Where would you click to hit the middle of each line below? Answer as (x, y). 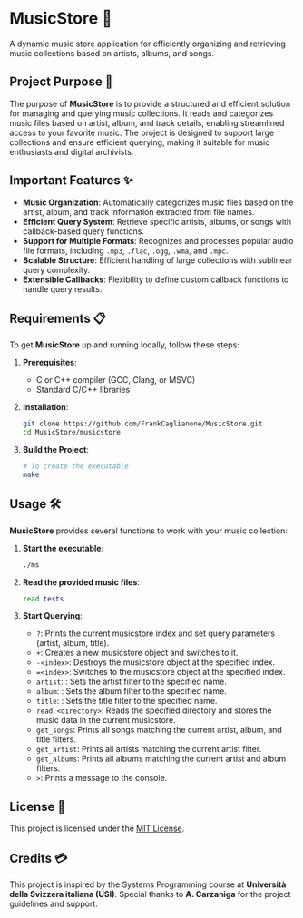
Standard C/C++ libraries (83, 390)
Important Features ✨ (71, 181)
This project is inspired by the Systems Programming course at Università (148, 884)
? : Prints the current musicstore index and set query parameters (155, 633)
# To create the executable (75, 466)
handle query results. (62, 288)
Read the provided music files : (81, 582)
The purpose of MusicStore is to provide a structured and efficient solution (150, 103)
